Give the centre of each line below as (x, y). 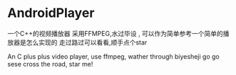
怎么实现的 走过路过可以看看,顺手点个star (87, 42)
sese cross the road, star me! (50, 64)
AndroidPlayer (51, 13)
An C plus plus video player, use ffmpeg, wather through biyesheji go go (113, 56)
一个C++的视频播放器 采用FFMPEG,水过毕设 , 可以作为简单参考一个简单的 (115, 33)
